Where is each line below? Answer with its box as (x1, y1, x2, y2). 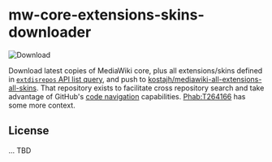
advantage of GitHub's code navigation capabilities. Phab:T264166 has (8, 91, 246, 101)
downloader (8, 23, 92, 42)
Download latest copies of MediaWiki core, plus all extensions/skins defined (8, 65, 263, 75)
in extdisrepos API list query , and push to (8, 74, 146, 84)
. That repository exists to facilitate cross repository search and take (36, 83, 265, 93)
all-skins (8, 83, 37, 93)
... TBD (8, 145, 32, 155)
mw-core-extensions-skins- (8, 6, 205, 24)
